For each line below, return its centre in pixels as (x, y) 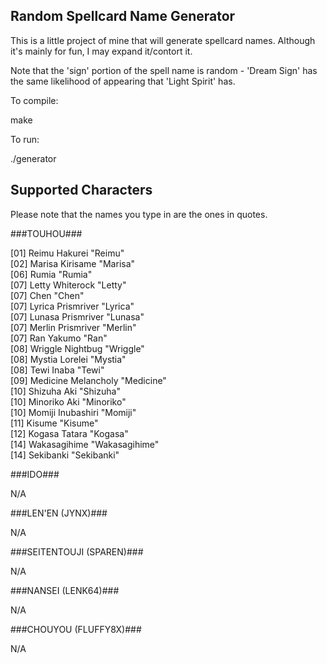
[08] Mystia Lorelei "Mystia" (68, 359)
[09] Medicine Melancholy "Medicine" (88, 380)
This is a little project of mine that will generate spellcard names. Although (163, 40)
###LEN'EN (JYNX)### (59, 513)
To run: (25, 139)
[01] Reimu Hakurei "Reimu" (67, 253)
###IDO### (35, 474)
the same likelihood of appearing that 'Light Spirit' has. (123, 81)
